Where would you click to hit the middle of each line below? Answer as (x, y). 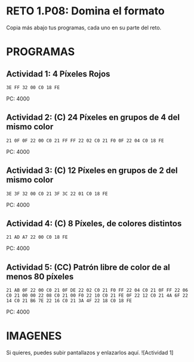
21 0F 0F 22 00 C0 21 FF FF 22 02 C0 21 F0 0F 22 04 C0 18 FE (85, 141)
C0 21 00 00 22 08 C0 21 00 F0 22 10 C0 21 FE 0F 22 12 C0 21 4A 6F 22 (97, 296)
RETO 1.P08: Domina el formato (86, 11)
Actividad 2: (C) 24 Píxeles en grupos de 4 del (93, 118)
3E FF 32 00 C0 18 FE (33, 87)
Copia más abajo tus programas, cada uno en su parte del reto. (84, 28)
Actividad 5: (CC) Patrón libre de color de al (88, 267)
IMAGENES (34, 336)
